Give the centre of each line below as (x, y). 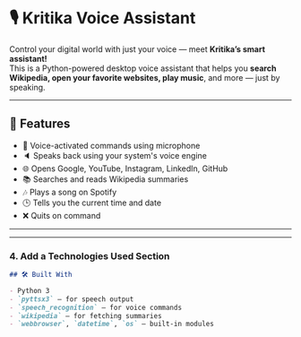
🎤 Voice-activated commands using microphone (111, 145)
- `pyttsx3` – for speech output (72, 299)
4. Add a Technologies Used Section (90, 255)
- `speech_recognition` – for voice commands (95, 307)
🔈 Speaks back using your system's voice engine (115, 155)
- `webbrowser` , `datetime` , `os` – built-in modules (112, 324)
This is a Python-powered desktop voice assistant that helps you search (143, 68)
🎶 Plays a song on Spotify (69, 192)
